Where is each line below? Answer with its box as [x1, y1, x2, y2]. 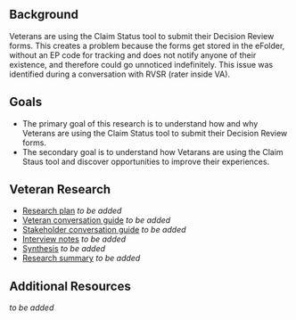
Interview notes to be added [21, 234, 127, 244]
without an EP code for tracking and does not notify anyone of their [9, 49, 257, 61]
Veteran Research [9, 182, 111, 197]
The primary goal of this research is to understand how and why [21, 118, 259, 128]
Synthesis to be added [21, 243, 105, 254]
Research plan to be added [21, 205, 122, 217]
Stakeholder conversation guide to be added [21, 225, 186, 235]
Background [9, 7, 78, 22]
